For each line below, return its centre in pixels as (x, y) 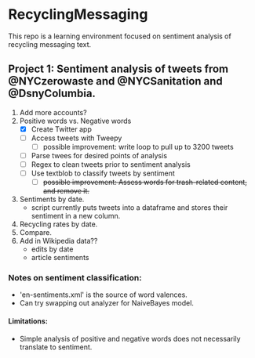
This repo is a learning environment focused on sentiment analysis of (120, 36)
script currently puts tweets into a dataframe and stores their (129, 208)
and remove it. (66, 191)
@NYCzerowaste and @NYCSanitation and (116, 81)
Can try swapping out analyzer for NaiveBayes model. (107, 303)
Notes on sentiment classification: (75, 278)
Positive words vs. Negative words (75, 121)
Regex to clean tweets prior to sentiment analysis (111, 165)
